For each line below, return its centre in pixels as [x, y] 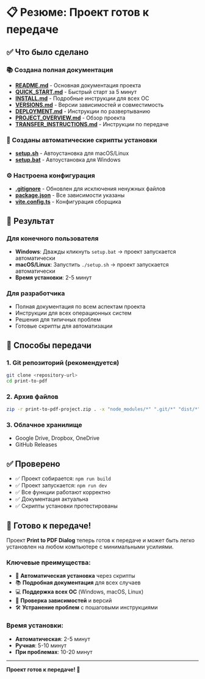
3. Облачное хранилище [44, 425]
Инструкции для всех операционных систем [73, 313]
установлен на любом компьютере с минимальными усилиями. [90, 547]
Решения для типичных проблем [58, 320]
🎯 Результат [30, 221]
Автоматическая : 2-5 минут [52, 639]
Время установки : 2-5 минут [53, 278]
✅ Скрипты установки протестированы [66, 506]
